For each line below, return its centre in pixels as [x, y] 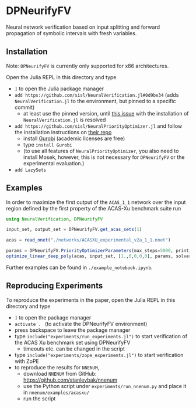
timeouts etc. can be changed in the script [74, 348]
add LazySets [30, 170]
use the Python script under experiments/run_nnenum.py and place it [105, 386]
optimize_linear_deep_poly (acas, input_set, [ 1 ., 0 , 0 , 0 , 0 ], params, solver [99, 256]
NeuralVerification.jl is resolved [64, 120]
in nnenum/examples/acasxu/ [56, 392]
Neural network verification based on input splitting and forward [83, 27]
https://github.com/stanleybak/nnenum [70, 380]
